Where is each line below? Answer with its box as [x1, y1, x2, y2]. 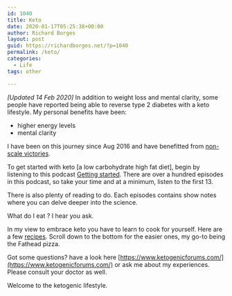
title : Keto [7, 17, 42, 24]
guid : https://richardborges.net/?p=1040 [7, 42, 129, 49]
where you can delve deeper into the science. [7, 198, 138, 206]
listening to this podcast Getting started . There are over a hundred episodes [7, 170, 224, 178]
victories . [24, 149, 51, 158]
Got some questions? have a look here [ [7, 253, 121, 261]
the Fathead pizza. [7, 239, 60, 248]
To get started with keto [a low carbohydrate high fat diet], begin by [7, 163, 200, 171]
